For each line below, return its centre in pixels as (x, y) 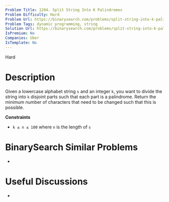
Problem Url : (19, 19)
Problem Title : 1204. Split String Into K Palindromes (64, 10)
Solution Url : (20, 29)
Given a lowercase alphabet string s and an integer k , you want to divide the (84, 91)
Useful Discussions (47, 181)
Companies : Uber (22, 38)
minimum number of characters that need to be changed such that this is (81, 102)
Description (30, 77)
